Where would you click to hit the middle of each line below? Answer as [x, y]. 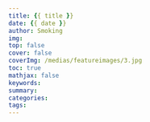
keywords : [25, 83]
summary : [23, 90]
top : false [27, 46]
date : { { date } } [37, 23]
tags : [17, 105]
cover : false [30, 53]
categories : [28, 98]
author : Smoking [35, 31]
